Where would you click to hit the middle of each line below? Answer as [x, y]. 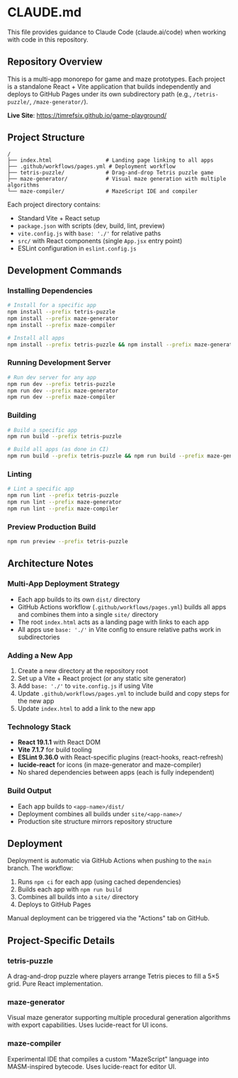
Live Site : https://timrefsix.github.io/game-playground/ [87, 115]
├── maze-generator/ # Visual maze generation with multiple [117, 179]
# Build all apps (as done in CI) [58, 450]
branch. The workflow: [40, 868]
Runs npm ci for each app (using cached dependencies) [99, 882]
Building [22, 416]
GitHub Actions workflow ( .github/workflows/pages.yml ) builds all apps [122, 606]
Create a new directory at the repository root [83, 671]
